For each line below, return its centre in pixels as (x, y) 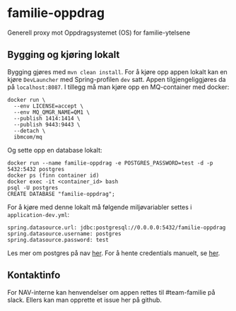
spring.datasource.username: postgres (64, 234)
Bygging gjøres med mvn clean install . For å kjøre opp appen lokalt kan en (117, 71)
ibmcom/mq (28, 137)
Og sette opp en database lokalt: (55, 150)
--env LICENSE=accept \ (48, 106)
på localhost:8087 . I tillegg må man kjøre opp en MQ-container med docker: (118, 87)
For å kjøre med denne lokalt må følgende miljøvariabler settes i (100, 207)
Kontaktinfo (34, 275)
